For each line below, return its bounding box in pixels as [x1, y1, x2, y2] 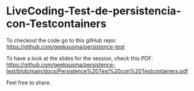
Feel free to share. [6, 79, 51, 86]
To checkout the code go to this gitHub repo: [6, 37, 117, 44]
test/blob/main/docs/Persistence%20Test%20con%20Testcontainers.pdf [6, 67, 189, 74]
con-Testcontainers [6, 17, 107, 31]
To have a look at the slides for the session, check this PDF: [6, 54, 153, 62]
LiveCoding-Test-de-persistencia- [6, 4, 181, 18]
